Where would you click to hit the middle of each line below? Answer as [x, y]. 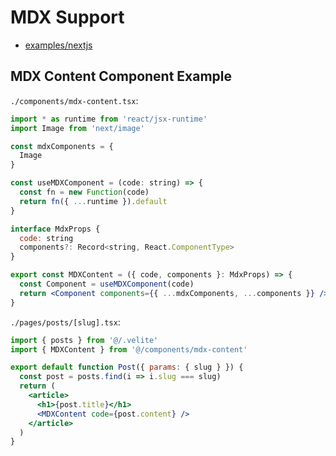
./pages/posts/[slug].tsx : [65, 322]
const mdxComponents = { [62, 146]
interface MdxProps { [55, 229]
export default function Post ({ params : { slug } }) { [127, 367]
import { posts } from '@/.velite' [84, 340]
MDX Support [67, 17]
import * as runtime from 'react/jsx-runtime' [109, 119]
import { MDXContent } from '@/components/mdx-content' [129, 349]
